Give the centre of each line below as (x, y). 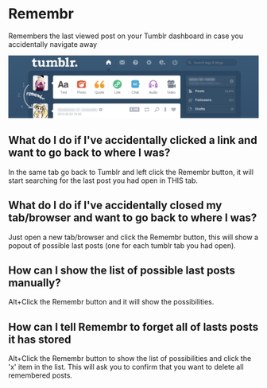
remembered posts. (41, 375)
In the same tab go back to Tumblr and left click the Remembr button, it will (131, 172)
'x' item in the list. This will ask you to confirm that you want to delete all (126, 367)
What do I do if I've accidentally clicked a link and (133, 140)
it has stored (40, 339)
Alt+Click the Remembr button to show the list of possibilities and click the (130, 359)
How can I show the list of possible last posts (122, 270)
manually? (35, 283)
